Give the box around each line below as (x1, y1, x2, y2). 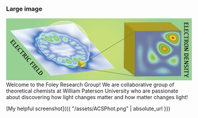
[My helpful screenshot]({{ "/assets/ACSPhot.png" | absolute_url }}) (6, 105, 171, 112)
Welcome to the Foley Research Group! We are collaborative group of (6, 81, 175, 88)
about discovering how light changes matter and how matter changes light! (6, 94, 189, 101)
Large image (6, 5, 42, 13)
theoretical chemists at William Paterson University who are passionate (6, 87, 179, 94)
